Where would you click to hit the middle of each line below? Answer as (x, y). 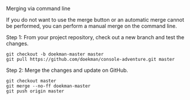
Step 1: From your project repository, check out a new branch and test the (95, 37)
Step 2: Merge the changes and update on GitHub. (67, 70)
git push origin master (35, 91)
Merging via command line (38, 8)
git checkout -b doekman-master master (55, 54)
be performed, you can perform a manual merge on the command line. (92, 26)
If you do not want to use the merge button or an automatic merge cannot (95, 20)
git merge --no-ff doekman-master (49, 86)
